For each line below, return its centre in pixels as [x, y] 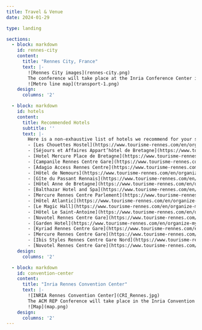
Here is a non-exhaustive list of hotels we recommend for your [110, 139]
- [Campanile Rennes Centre [63, 162]
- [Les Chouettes [49, 145]
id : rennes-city [38, 50]
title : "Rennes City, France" [60, 61]
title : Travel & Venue [35, 12]
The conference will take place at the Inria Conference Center [110, 78]
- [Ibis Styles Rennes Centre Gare [72, 240]
